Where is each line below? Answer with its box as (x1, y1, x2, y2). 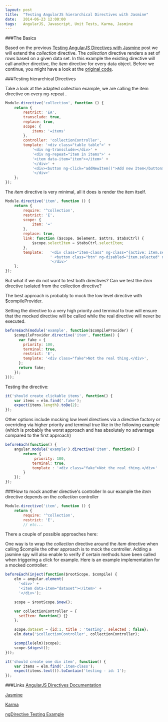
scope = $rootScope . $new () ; (14, 600, 72, 605)
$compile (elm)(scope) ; (14, 641, 61, 646)
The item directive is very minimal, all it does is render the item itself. (5, 189, 146, 195)
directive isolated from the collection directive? (5, 283, 102, 289)
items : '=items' (31, 128, 66, 133)
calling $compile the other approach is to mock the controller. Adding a (5, 546, 151, 552)
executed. (5, 318, 26, 324)
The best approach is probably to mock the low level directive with (5, 293, 142, 298)
